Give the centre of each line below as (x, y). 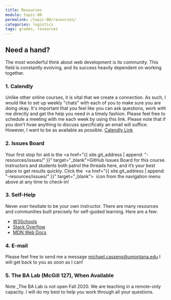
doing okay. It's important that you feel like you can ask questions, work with (86, 109)
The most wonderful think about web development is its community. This (82, 62)
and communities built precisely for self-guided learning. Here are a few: (82, 211)
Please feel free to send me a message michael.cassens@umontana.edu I (83, 257)
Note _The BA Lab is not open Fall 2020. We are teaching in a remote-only (83, 287)
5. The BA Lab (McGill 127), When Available (59, 275)
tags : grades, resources (32, 29)
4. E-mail (17, 245)
